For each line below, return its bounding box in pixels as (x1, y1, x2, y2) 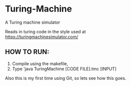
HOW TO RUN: (5, 48, 50, 56)
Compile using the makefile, (12, 60, 68, 66)
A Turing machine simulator (5, 19, 60, 25)
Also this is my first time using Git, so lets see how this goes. (5, 75, 127, 81)
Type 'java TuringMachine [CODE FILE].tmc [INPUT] (12, 66, 117, 72)
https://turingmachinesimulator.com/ (5, 34, 78, 40)
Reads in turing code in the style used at (5, 29, 86, 34)
